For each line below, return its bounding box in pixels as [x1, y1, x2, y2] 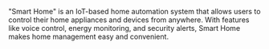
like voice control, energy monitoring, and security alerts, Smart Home [8, 24, 241, 32]
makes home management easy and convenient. [8, 32, 169, 41]
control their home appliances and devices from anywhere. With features [8, 15, 250, 24]
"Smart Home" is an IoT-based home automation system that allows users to [8, 7, 261, 16]
